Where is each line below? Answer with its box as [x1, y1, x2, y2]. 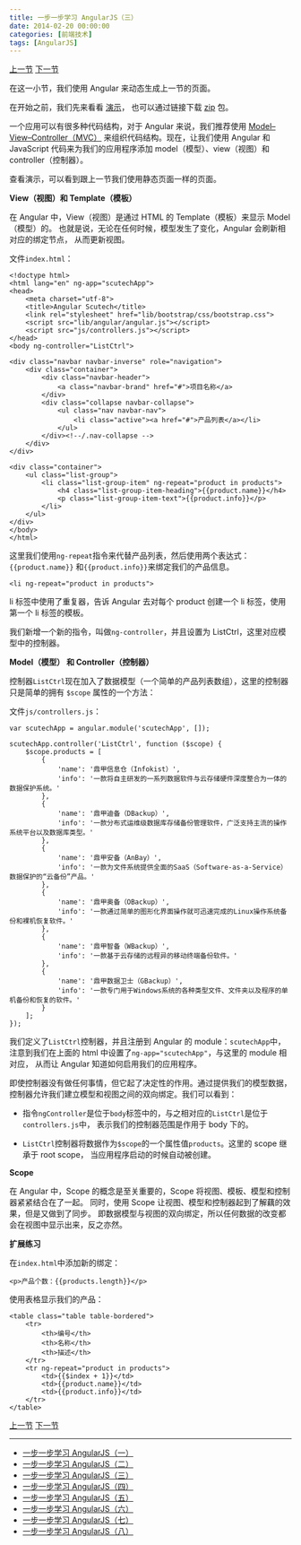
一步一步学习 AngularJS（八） [21, 1526, 134, 1537]
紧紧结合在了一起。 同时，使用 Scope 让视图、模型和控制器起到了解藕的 [16, 1197, 283, 1208]
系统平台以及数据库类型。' [9, 829, 94, 838]
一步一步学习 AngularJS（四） [21, 1481, 134, 1492]
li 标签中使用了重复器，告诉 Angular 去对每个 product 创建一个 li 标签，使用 [9, 596, 287, 607]
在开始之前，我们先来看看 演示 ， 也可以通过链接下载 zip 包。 [9, 102, 234, 113]
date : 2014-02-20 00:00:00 [9, 22, 110, 30]
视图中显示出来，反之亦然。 [24, 1220, 127, 1230]
